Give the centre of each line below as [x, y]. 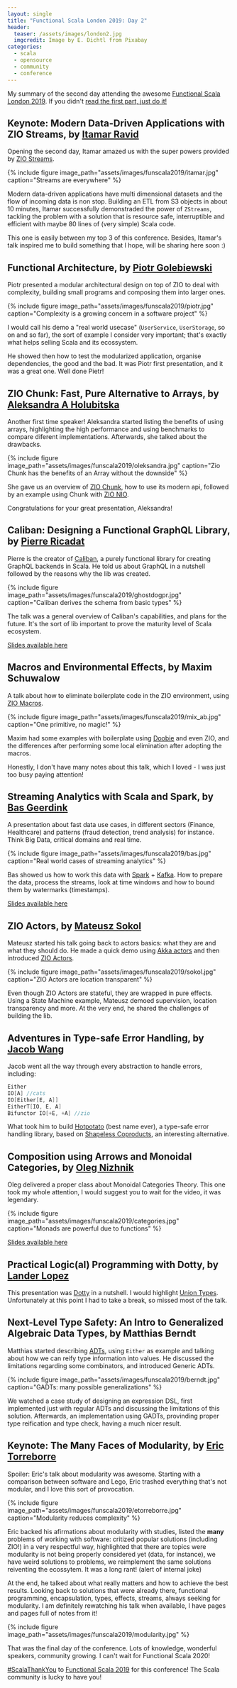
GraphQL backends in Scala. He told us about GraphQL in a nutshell [106, 566]
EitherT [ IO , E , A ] [34, 1106]
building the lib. [30, 1016]
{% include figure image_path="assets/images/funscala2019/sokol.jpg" [112, 972]
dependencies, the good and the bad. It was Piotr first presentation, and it [115, 364]
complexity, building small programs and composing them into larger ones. [116, 292]
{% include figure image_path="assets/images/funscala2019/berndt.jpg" [114, 1379]
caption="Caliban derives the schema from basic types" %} [95, 602]
